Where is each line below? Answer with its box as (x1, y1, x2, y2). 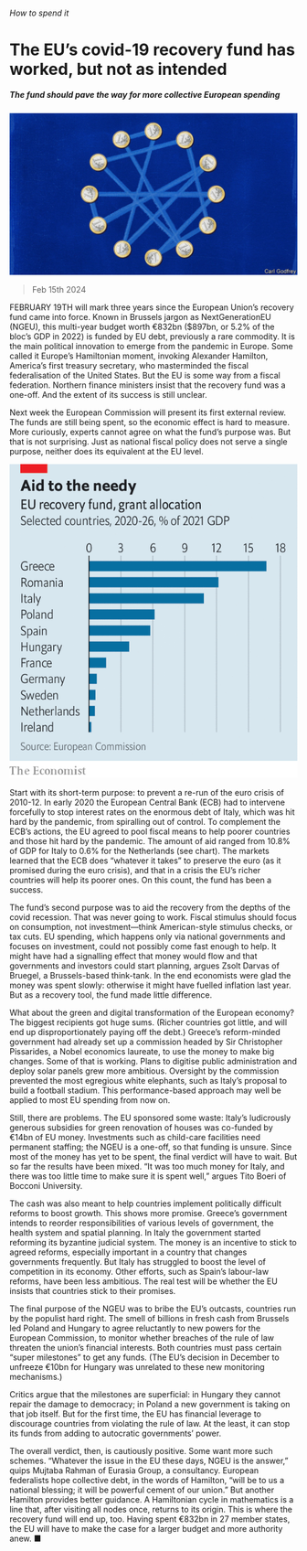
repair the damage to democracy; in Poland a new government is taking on (9, 1399, 291, 1409)
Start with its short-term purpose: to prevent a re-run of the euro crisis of (9, 787, 285, 797)
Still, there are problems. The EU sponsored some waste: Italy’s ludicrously (9, 1112, 291, 1123)
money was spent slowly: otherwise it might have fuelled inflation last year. (9, 979, 291, 990)
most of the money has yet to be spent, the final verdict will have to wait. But (9, 1151, 298, 1161)
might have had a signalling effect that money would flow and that (9, 951, 258, 961)
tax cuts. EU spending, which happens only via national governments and (9, 931, 286, 942)
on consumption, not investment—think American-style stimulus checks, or (9, 922, 293, 932)
